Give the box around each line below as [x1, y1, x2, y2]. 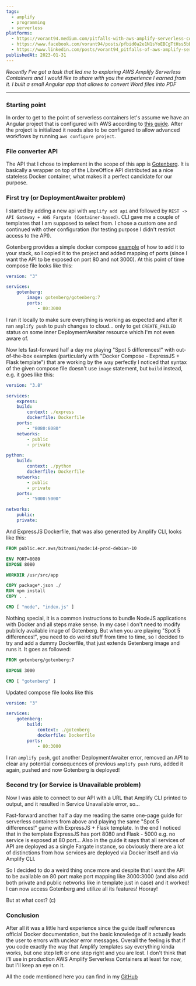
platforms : [6, 30, 33, 36]
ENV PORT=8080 [6, 556, 41, 562]
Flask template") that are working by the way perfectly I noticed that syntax [6, 358, 187, 366]
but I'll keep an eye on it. [6, 962, 65, 969]
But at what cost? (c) [6, 896, 56, 903]
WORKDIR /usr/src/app [6, 572, 59, 578]
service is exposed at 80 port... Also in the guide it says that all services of [6, 836, 185, 843]
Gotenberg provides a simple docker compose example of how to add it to [6, 243, 185, 250]
